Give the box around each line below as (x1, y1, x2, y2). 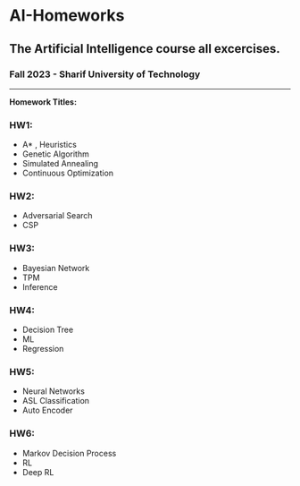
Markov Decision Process (21, 448, 117, 458)
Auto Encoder (21, 405, 73, 416)
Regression (21, 344, 64, 354)
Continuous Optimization (21, 167, 114, 179)
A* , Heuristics (21, 140, 78, 150)
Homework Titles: (9, 96, 78, 107)
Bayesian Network (21, 262, 90, 273)
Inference (21, 281, 58, 292)
